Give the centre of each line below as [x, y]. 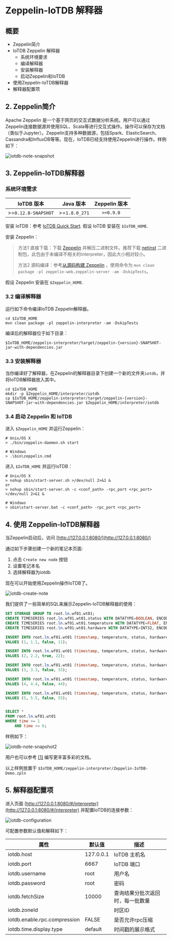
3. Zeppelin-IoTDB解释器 [45, 173]
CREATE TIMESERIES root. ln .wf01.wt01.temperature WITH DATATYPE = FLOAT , [83, 623]
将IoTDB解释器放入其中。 [32, 380]
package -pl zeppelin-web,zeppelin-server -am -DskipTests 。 [84, 271]
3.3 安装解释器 [23, 361]
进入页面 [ [16, 803]
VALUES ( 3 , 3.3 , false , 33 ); [36, 670]
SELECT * [15, 712]
